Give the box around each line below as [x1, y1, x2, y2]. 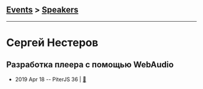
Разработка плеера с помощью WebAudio [6, 60, 174, 70]
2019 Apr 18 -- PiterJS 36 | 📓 [14, 75, 86, 83]
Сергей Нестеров [6, 36, 98, 49]
